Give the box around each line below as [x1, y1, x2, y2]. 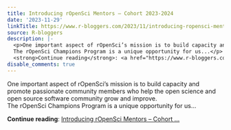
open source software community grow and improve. [7, 94, 157, 103]
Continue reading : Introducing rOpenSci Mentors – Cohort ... [7, 114, 180, 123]
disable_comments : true [7, 61, 76, 68]
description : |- [7, 36, 54, 42]
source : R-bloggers [7, 29, 63, 36]
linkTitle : [7, 23, 38, 29]
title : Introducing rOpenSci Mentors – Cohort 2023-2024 [7, 10, 174, 17]
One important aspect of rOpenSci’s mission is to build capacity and [7, 79, 200, 88]
